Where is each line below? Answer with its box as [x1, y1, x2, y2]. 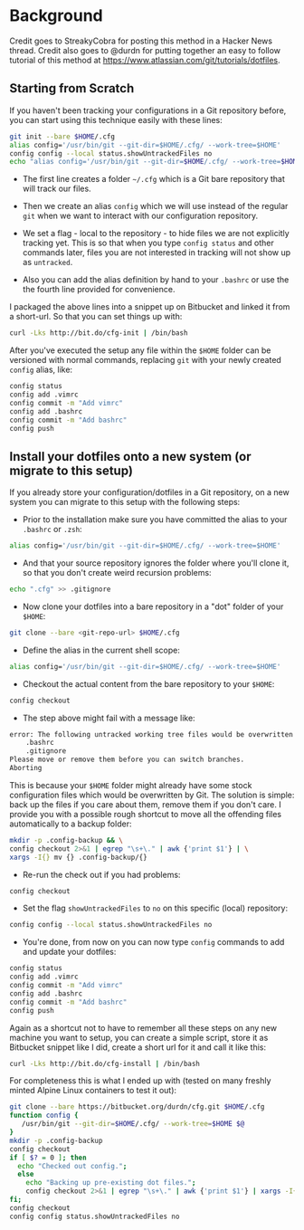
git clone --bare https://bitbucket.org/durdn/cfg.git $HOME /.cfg [9, 1102, 265, 1111]
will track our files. [22, 183, 92, 195]
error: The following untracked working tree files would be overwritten [9, 729, 294, 739]
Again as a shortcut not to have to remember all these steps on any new [9, 1022, 278, 1033]
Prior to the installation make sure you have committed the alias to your [22, 514, 288, 525]
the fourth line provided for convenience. [22, 284, 176, 295]
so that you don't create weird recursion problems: [22, 567, 212, 578]
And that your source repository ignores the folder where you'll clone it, [22, 558, 290, 568]
